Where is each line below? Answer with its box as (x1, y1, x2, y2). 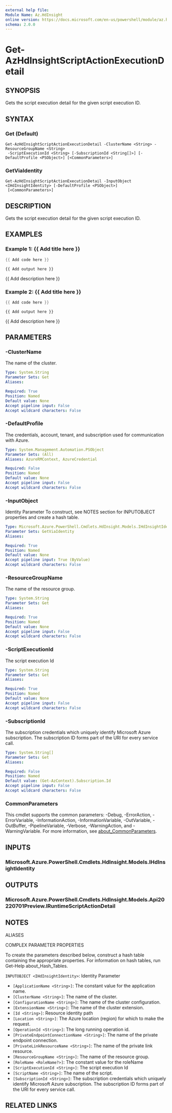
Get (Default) (5, 130, 38, 137)
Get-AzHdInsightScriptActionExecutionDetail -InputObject (5, 179, 132, 184)
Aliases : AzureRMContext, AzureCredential (5, 456, 97, 462)
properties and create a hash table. (5, 514, 79, 521)
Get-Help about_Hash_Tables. (5, 963, 68, 969)
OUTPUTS (5, 880, 38, 889)
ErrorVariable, (5, 817, 35, 823)
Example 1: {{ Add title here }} (5, 245, 80, 253)
